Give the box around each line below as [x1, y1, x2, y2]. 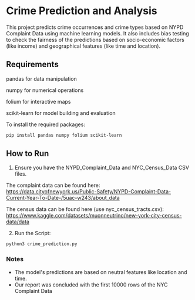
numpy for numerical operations [6, 87, 84, 94]
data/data [6, 218, 29, 225]
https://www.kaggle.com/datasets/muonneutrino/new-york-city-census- [6, 212, 182, 219]
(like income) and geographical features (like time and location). [6, 42, 160, 50]
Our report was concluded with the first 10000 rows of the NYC [14, 281, 168, 288]
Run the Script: [14, 230, 51, 237]
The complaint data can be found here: [6, 182, 100, 189]
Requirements [6, 60, 59, 70]
